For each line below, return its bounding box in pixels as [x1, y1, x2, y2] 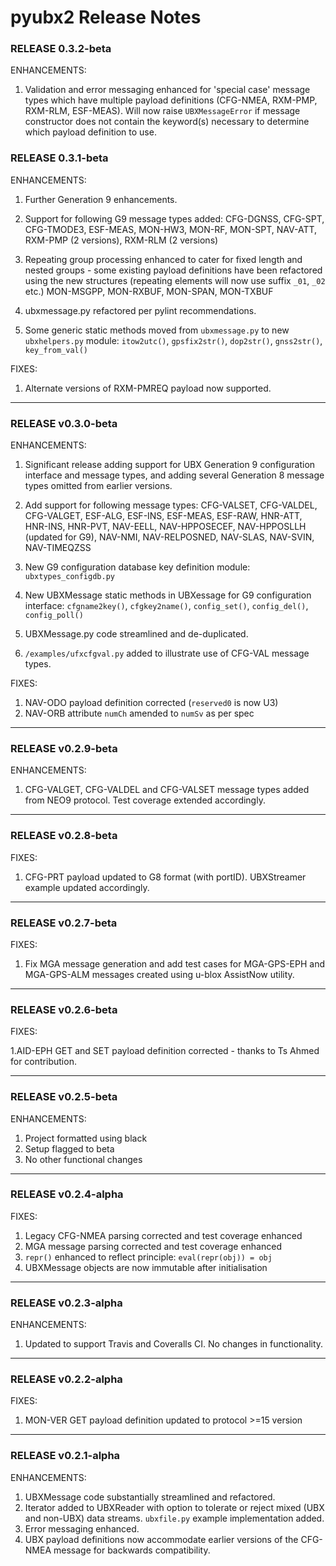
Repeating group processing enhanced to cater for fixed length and [24, 253, 303, 265]
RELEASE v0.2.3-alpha [10, 1296, 123, 1310]
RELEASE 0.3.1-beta [10, 151, 109, 165]
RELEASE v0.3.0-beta [10, 416, 118, 430]
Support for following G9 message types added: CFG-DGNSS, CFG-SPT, [24, 212, 325, 225]
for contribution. [10, 1056, 77, 1068]
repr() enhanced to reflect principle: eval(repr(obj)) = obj [24, 1251, 273, 1263]
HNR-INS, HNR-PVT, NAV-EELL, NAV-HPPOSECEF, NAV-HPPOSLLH [24, 521, 307, 533]
